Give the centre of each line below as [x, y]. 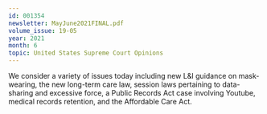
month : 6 [23, 46]
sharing [21, 93]
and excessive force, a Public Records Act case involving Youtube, [145, 93]
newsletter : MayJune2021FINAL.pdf [66, 23]
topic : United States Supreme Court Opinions [86, 53]
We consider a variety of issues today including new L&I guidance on [123, 76]
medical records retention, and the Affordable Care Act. [101, 102]
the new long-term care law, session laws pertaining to [130, 84]
